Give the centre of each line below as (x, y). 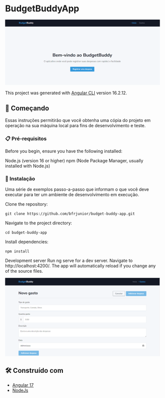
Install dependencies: (27, 242)
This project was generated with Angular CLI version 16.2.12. (66, 93)
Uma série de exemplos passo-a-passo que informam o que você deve (77, 189)
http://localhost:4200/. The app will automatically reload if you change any (81, 266)
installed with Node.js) (28, 166)
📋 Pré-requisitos (26, 139)
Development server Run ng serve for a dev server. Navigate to (69, 261)
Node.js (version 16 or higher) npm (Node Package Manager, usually (74, 161)
